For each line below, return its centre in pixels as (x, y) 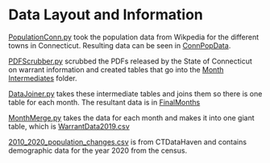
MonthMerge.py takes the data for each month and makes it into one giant (132, 117)
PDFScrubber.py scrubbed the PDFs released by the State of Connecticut (130, 61)
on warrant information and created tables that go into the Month (116, 69)
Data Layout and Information (106, 15)
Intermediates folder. (43, 78)
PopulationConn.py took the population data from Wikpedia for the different (134, 37)
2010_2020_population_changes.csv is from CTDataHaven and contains (128, 141)
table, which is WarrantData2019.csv (69, 126)
